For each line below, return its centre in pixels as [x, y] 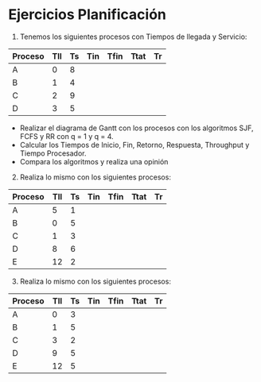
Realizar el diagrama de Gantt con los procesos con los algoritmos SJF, [136, 128]
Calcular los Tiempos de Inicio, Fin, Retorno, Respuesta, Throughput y [134, 145]
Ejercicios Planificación [88, 15]
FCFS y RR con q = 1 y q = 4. [66, 136]
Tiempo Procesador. [53, 153]
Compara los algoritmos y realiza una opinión [94, 161]
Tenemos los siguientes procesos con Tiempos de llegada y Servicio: [133, 37]
